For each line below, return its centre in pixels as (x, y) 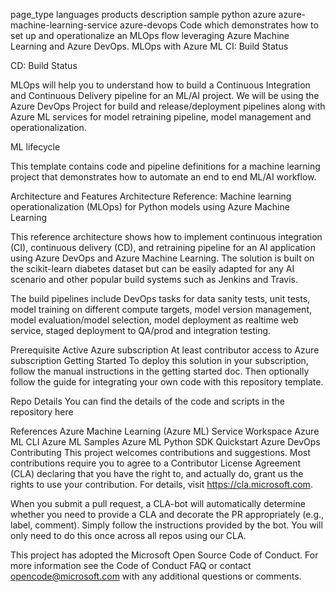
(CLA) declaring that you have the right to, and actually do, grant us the (157, 473)
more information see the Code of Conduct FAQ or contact (131, 565)
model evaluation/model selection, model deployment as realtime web (154, 320)
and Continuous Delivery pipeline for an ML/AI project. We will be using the (165, 95)
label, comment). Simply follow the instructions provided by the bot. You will (166, 525)
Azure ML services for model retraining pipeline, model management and (161, 117)
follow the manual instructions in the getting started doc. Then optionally (160, 371)
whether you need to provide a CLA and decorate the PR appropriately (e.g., (167, 514)
